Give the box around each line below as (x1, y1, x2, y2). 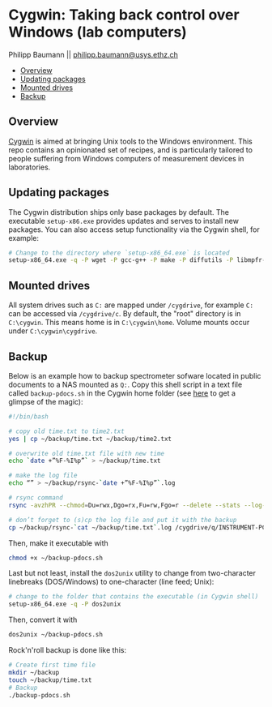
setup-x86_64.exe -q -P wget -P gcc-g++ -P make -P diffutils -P (8, 256, 233, 264)
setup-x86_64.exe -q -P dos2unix (8, 600, 121, 609)
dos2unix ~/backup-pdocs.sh (8, 631, 104, 639)
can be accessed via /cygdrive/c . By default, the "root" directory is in (8, 309, 241, 319)
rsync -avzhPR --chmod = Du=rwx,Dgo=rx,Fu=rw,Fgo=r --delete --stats (8, 501, 241, 509)
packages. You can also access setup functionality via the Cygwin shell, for (8, 225, 261, 234)
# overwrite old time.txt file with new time (8, 449, 164, 457)
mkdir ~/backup (8, 668, 60, 676)
